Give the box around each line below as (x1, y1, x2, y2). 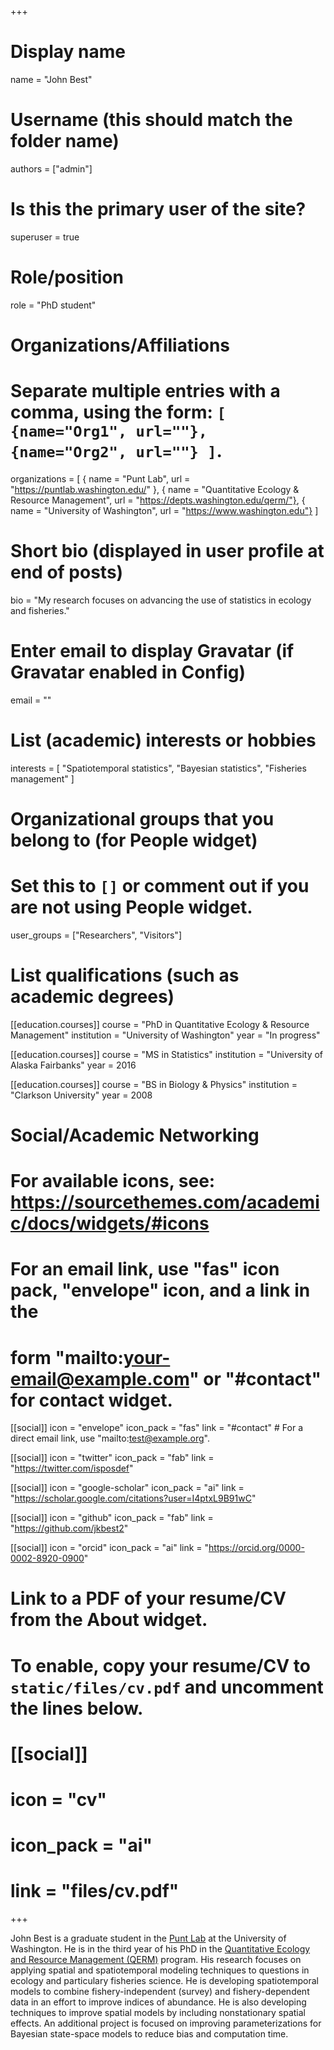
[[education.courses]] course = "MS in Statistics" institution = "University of (10, 1048, 324, 1060)
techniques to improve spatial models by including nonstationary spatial (10, 2007, 306, 2019)
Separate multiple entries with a (10, 380, 281, 403)
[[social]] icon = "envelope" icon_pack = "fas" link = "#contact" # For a (10, 1422, 304, 1434)
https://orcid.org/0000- (208, 1542, 305, 1554)
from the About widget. (10, 1609, 208, 1631)
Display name (10, 41, 126, 63)
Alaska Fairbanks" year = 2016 (10, 1059, 137, 1071)
